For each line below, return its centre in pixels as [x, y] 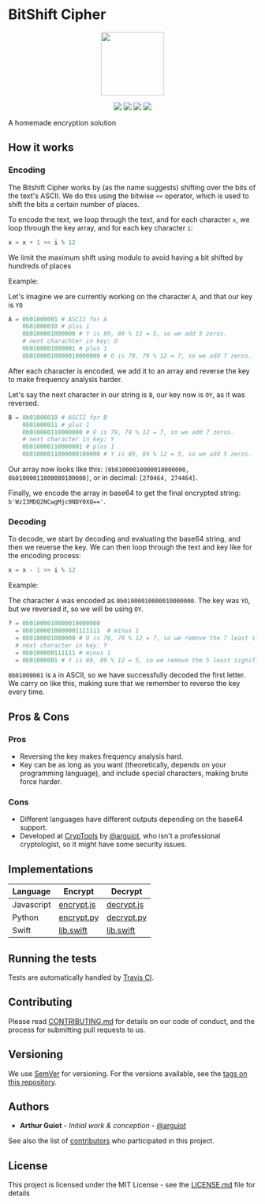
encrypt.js [77, 905]
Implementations [51, 869]
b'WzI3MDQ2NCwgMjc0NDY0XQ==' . [57, 501]
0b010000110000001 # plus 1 [68, 447]
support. [34, 827]
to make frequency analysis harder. [65, 379]
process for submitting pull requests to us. [77, 1030]
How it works [41, 148]
